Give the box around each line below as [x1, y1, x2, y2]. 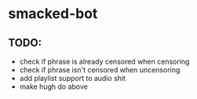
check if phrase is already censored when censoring [19, 57, 190, 66]
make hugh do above [19, 82, 88, 91]
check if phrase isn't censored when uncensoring [19, 65, 181, 75]
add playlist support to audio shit [19, 74, 126, 82]
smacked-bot [8, 5, 98, 23]
